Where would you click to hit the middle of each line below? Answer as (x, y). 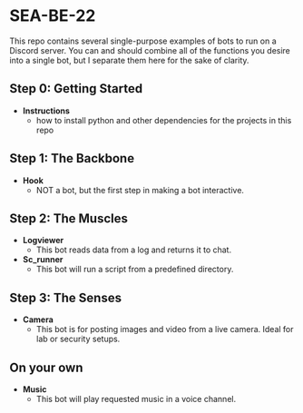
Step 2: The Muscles (69, 218)
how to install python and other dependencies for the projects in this (164, 120)
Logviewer (43, 241)
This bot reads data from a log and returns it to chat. (134, 250)
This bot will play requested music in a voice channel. (136, 399)
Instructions (46, 111)
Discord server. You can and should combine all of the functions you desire (150, 50)
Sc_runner (43, 260)
